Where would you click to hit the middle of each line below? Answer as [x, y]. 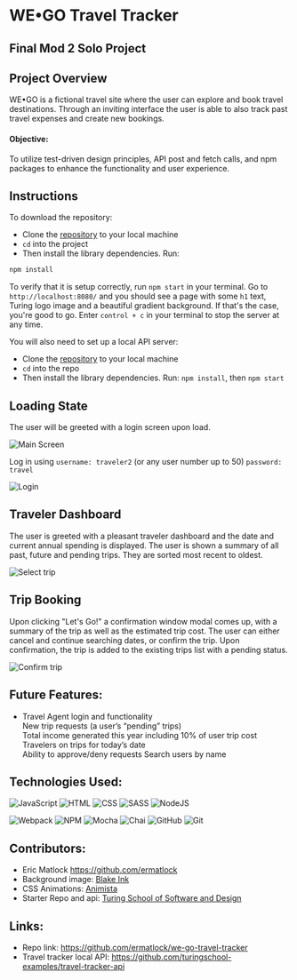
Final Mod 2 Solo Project [78, 48]
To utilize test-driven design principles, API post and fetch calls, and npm [143, 159]
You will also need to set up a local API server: [94, 342]
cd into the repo [51, 369]
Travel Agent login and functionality [87, 716]
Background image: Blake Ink [76, 880]
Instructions [44, 196]
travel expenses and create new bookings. [87, 119]
